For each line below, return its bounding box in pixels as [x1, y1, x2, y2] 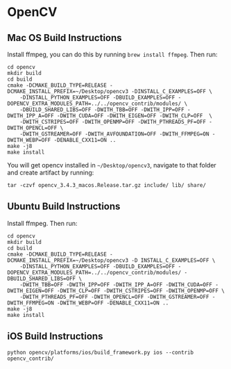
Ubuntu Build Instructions [7, 201, 121, 213]
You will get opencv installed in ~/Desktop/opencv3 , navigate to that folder [7, 161, 216, 169]
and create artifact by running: [7, 168, 94, 177]
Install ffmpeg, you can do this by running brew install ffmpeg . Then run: [7, 50, 218, 58]
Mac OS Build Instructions [7, 32, 123, 44]
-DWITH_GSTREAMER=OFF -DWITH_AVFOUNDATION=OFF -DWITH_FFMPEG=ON [19, 131, 209, 138]
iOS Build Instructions [7, 331, 103, 343]
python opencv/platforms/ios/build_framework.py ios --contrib [7, 349, 194, 356]
